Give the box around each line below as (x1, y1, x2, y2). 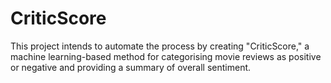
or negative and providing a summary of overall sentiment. (10, 61, 252, 73)
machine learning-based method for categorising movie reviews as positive (10, 50, 322, 62)
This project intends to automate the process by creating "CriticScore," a (10, 40, 310, 52)
